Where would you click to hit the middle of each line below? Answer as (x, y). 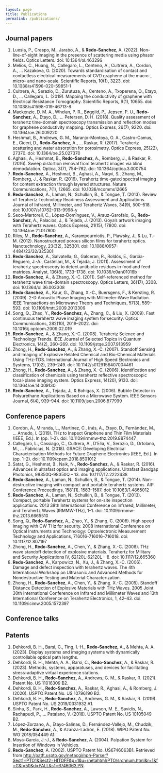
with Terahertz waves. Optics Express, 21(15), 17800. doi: (69, 225)
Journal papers (29, 38)
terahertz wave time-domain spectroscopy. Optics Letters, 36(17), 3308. (85, 282)
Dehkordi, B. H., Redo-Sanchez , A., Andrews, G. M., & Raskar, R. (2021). (84, 678)
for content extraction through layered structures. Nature (69, 184)
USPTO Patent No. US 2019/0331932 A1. (53, 704)
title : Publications (26, 14)
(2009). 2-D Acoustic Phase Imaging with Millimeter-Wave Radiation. (81, 298)
